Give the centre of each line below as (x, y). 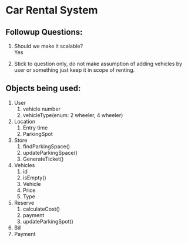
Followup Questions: (44, 32)
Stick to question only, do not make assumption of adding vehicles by (98, 64)
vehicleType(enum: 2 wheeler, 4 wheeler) (73, 115)
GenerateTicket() (43, 159)
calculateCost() (41, 209)
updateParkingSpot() (48, 221)
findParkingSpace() (46, 146)
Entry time (35, 128)
